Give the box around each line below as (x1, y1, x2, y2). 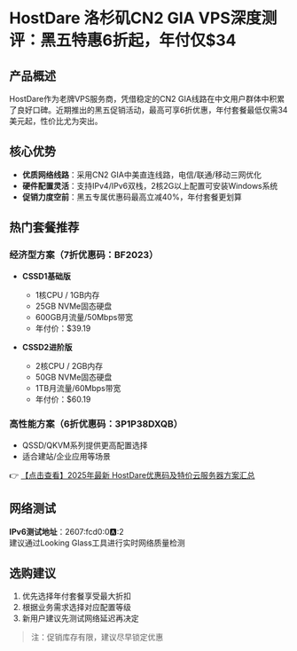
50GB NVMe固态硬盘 (35, 372, 113, 382)
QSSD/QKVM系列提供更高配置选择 (21, 440, 148, 451)
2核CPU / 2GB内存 (35, 360, 104, 371)
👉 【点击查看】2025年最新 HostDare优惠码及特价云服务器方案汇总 (9, 469, 255, 480)
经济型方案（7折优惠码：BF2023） (9, 249, 159, 262)
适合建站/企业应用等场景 (21, 451, 111, 461)
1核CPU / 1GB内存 (35, 289, 100, 300)
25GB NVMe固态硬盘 (35, 301, 113, 311)
